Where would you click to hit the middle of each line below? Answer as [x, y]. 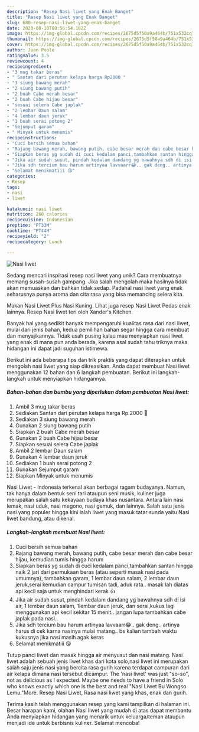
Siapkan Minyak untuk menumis [54, 476]
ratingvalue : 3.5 [28, 55]
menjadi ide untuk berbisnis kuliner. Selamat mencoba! [73, 723]
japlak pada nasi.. [37, 619]
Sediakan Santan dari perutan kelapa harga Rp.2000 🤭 [81, 413]
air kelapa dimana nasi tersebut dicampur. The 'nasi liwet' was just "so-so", [98, 674]
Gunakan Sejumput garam [47, 469]
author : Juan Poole [31, 50]
